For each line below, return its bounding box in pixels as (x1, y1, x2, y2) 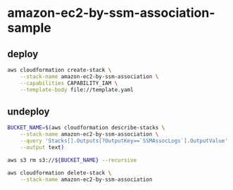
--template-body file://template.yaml (20, 86, 134, 93)
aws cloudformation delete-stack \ (7, 169, 112, 177)
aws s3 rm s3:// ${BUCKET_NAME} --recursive (7, 156, 137, 163)
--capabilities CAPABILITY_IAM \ (20, 80, 118, 87)
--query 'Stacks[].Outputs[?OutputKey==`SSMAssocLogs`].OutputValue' (20, 137, 229, 145)
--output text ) (20, 144, 65, 151)
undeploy (7, 106, 50, 118)
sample (7, 20, 51, 36)
